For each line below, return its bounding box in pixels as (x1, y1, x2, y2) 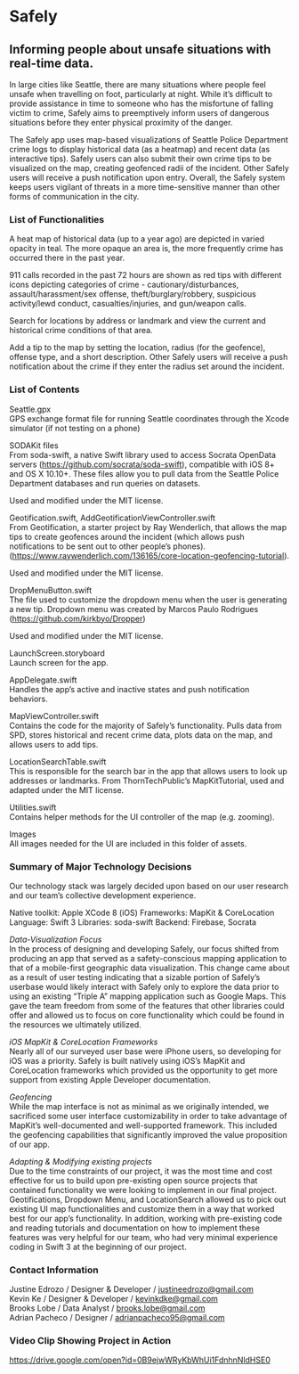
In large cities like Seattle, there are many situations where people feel (9, 79, 267, 90)
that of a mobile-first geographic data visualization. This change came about (9, 962, 290, 973)
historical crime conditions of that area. (9, 325, 153, 336)
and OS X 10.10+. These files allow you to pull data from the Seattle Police (9, 468, 279, 478)
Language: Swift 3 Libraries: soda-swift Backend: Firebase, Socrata (9, 916, 256, 928)
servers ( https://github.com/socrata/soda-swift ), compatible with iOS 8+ (9, 459, 276, 470)
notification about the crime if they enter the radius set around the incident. (9, 361, 285, 372)
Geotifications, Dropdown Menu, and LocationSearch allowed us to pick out (9, 1194, 287, 1205)
